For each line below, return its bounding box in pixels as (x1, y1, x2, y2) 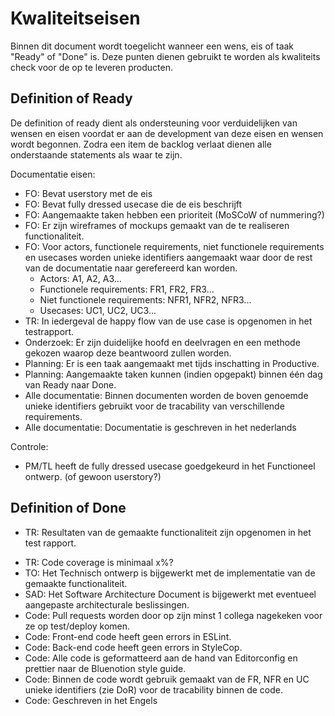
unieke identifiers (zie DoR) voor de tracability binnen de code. (24, 683, 284, 696)
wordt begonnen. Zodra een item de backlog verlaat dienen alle (10, 138, 272, 150)
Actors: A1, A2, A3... (39, 272, 122, 284)
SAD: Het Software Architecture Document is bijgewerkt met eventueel (24, 588, 317, 600)
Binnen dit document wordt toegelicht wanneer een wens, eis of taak (10, 40, 295, 52)
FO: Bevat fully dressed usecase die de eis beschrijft (24, 198, 243, 210)
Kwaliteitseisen (10, 7, 141, 30)
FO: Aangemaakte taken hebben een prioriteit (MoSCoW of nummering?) (24, 208, 325, 221)
